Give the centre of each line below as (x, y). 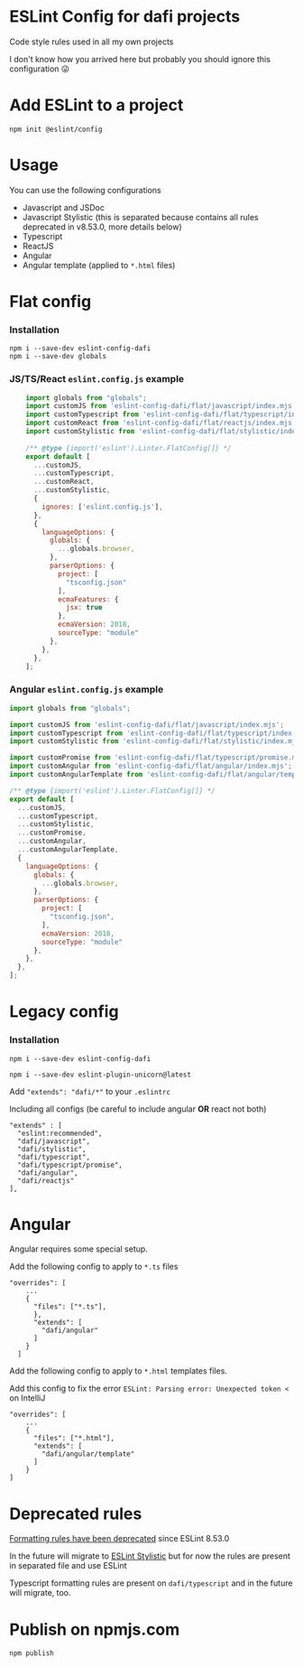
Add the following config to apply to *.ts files (94, 1267)
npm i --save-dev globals (58, 357)
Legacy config (64, 1012)
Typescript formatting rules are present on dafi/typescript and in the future (151, 1583)
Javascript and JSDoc (64, 207)
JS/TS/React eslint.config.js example (97, 379)
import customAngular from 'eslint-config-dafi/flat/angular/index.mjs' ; (151, 766)
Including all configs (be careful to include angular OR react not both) (138, 1109)
